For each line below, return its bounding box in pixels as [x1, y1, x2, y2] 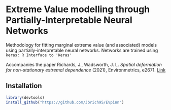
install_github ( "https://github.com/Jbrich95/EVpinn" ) [6, 100, 124, 105]
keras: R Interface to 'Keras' [6, 52, 72, 58]
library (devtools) [6, 95, 45, 100]
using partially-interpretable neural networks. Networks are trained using [6, 47, 158, 53]
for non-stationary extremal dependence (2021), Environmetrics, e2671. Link [6, 67, 166, 73]
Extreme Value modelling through [6, 4, 150, 15]
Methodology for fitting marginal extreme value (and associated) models [6, 42, 157, 48]
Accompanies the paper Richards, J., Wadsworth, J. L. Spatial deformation [6, 61, 162, 67]
